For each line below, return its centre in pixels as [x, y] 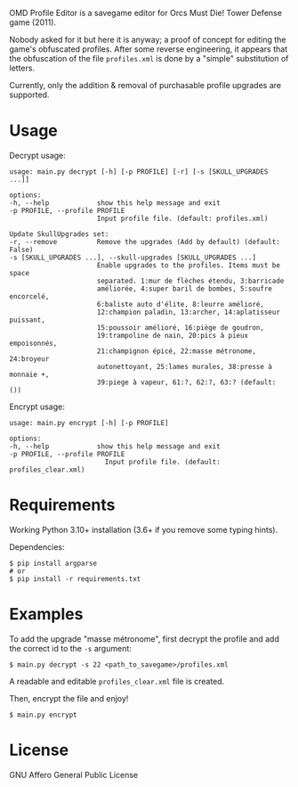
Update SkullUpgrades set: [59, 234]
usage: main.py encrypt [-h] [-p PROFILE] [89, 422]
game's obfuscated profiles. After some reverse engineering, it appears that [148, 49]
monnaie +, [29, 374]
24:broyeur [29, 359]
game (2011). [32, 22]
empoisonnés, [33, 343]
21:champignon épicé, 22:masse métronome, [176, 351]
